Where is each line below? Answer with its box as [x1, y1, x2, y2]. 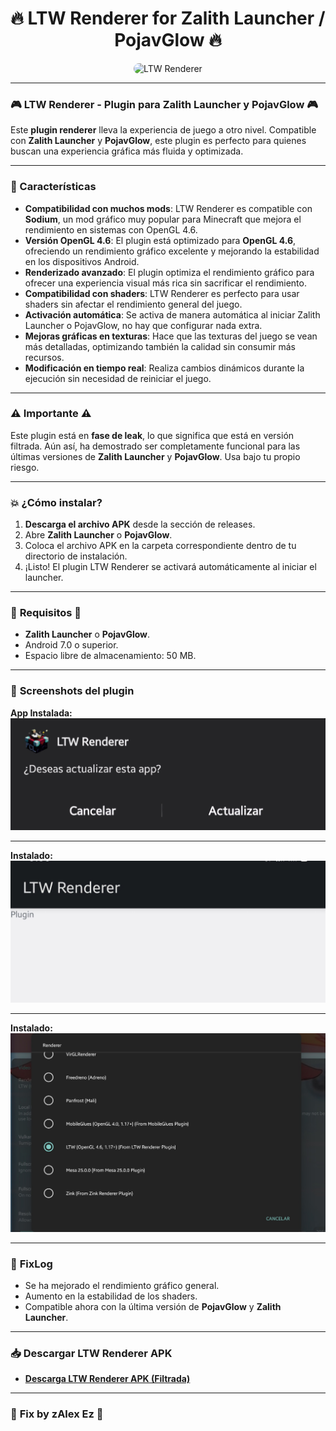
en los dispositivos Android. [24, 255, 140, 267]
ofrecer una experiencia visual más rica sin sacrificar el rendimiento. [24, 277, 307, 289]
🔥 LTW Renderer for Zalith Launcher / [10, 7, 326, 30]
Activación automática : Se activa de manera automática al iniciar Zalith [24, 308, 321, 321]
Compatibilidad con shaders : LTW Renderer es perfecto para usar [24, 287, 300, 299]
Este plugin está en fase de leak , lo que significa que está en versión [10, 429, 295, 441]
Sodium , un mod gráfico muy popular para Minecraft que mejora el [24, 213, 302, 225]
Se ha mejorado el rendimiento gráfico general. [24, 1280, 220, 1291]
